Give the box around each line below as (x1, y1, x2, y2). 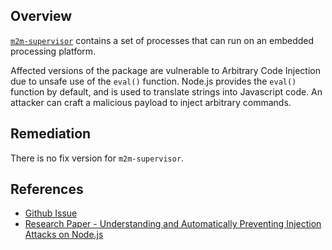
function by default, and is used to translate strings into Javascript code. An (10, 85, 323, 98)
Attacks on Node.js (24, 229, 104, 241)
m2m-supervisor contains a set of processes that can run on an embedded (10, 34, 315, 46)
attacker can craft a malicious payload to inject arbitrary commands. (10, 96, 292, 108)
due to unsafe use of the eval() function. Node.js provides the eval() (10, 75, 297, 87)
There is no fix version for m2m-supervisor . (10, 152, 185, 164)
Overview (10, 8, 73, 25)
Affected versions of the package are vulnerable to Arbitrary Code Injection (10, 64, 321, 76)
